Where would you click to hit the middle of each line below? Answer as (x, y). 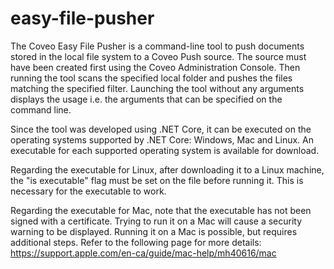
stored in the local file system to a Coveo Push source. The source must (158, 56)
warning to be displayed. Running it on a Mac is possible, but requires (154, 231)
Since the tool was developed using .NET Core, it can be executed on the (161, 129)
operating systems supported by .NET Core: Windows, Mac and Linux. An (162, 139)
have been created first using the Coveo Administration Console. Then (155, 67)
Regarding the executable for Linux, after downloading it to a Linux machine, (167, 169)
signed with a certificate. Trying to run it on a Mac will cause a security (156, 221)
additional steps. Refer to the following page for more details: (136, 242)
